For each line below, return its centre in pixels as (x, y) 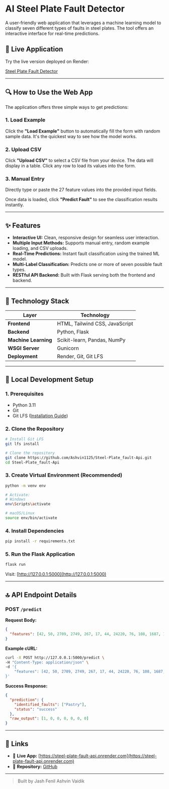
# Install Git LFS (24, 439)
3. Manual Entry (25, 179)
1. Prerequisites (24, 394)
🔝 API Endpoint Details (41, 595)
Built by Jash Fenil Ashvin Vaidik (51, 781)
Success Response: (26, 686)
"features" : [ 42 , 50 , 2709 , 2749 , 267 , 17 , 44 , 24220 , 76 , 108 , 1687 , (85, 634)
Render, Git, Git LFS (80, 357)
